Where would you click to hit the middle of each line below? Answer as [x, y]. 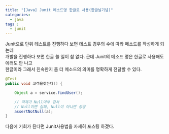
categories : [18, 15]
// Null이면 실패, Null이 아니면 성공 [50, 107]
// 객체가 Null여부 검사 [37, 102]
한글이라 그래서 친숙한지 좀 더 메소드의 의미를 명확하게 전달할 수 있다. [74, 70]
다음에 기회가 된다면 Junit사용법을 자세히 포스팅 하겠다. [60, 126]
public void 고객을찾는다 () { [34, 84]
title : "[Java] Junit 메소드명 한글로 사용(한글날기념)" [59, 10]
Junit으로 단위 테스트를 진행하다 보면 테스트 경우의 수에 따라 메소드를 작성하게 [82, 44]
